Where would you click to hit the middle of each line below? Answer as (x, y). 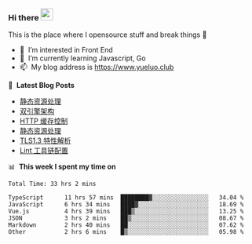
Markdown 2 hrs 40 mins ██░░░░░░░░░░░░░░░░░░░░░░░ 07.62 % (126, 225)
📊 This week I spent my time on (62, 167)
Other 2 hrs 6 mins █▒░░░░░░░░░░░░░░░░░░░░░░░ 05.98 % (126, 232)
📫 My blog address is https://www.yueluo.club (97, 67)
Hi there (24, 17)
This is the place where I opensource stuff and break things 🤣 (108, 35)
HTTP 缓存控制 (44, 121)
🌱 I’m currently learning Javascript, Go (83, 58)
